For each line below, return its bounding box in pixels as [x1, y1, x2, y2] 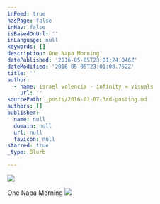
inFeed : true [7, 10, 46, 18]
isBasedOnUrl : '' [7, 30, 59, 38]
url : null [13, 129, 42, 136]
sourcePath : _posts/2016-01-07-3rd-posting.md [7, 96, 147, 103]
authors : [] [7, 103, 42, 110]
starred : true [7, 142, 50, 149]
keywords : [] [7, 43, 46, 50]
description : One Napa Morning [7, 50, 100, 57]
